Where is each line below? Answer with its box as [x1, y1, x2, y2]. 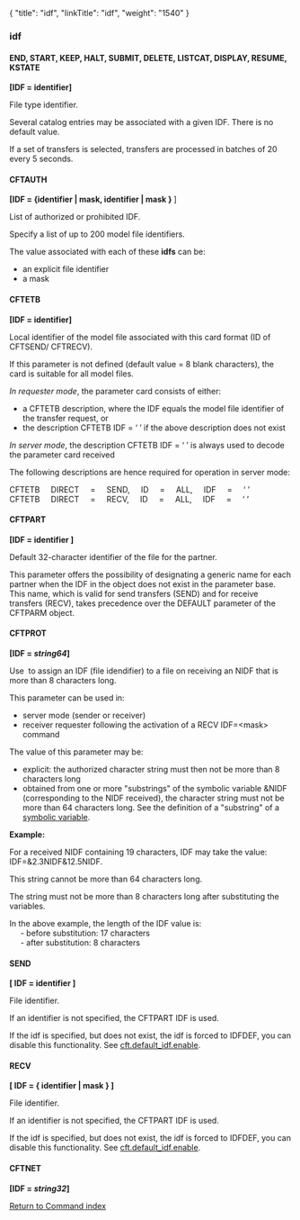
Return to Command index [9, 1200, 106, 1211]
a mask [22, 274, 49, 285]
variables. [9, 900, 46, 911]
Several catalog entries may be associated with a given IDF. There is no [9, 117, 274, 128]
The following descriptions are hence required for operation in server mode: [9, 466, 290, 477]
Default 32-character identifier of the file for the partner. [9, 551, 217, 562]
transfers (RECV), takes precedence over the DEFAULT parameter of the [9, 598, 277, 609]
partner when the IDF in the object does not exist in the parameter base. [9, 578, 277, 589]
